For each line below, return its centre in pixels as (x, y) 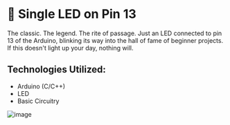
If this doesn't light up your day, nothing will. (70, 48)
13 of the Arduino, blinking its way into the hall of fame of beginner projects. (115, 40)
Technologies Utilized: (56, 69)
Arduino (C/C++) (41, 86)
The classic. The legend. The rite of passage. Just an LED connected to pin (115, 33)
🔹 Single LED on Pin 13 (72, 14)
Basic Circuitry (38, 101)
